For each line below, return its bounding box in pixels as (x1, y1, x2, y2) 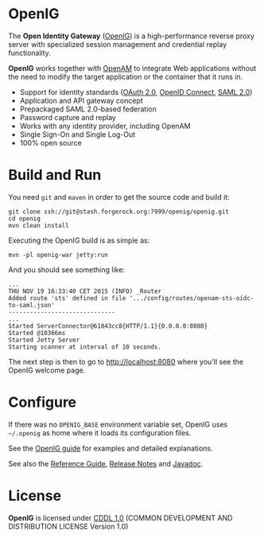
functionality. (8, 48, 52, 57)
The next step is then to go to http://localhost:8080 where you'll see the (8, 357, 244, 366)
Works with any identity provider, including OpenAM (19, 121, 191, 131)
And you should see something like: (8, 264, 126, 275)
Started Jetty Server (8, 336, 80, 344)
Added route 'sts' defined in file (8, 294, 126, 302)
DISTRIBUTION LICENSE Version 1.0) (8, 521, 129, 531)
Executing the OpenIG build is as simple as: (8, 236, 150, 245)
